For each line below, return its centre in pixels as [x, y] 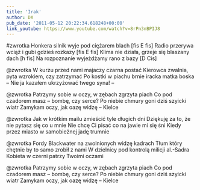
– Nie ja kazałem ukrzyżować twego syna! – [60, 83]
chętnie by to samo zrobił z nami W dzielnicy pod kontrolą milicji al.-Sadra [98, 150]
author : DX [20, 17]
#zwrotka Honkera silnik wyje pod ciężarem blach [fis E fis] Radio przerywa [100, 46]
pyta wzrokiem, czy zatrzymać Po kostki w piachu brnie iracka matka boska [100, 76]
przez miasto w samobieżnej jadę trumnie [58, 132]
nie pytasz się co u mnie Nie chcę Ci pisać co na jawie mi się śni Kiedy [94, 125]
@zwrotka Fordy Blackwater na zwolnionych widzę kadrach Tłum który [94, 143]
